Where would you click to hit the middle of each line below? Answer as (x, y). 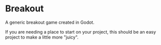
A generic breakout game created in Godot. (50, 22)
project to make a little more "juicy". (42, 37)
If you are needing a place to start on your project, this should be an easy (81, 32)
